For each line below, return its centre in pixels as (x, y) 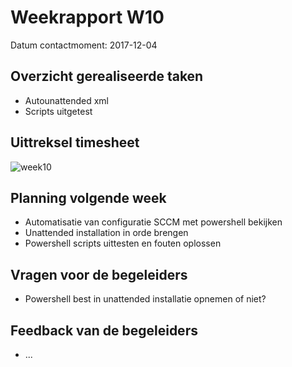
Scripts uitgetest (58, 111)
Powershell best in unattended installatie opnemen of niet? (145, 299)
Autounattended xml (66, 100)
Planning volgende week (88, 197)
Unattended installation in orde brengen (106, 233)
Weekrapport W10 (87, 17)
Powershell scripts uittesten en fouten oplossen (123, 243)
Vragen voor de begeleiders (99, 274)
